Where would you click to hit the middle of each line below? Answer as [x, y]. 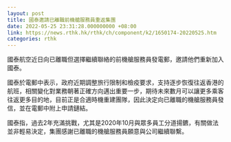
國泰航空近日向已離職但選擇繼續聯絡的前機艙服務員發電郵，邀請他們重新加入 [115, 60]
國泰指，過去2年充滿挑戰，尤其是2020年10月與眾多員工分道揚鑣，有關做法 [113, 123]
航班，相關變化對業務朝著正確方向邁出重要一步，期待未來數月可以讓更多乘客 [115, 91]
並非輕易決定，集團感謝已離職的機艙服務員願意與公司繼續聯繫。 [97, 132]
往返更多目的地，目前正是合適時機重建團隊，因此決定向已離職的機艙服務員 [112, 99]
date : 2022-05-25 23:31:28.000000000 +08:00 [72, 26]
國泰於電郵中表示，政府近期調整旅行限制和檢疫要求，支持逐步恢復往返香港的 [115, 82]
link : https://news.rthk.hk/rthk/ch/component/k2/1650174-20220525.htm [112, 33]
